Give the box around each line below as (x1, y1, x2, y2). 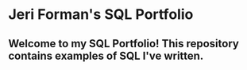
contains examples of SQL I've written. (8, 49, 204, 62)
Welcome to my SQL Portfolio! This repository (8, 37, 240, 50)
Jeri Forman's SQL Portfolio (8, 6, 194, 24)
